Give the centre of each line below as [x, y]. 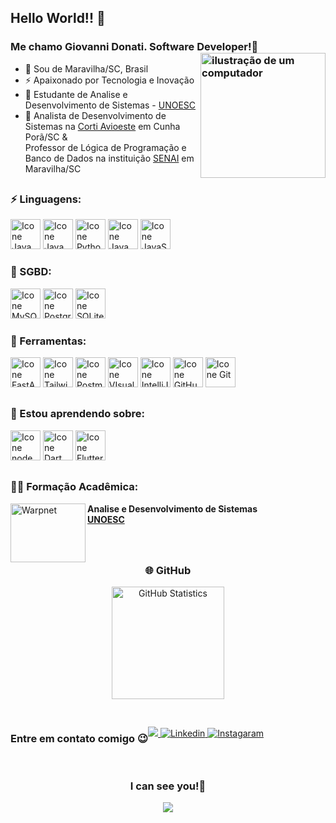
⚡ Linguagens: [46, 199]
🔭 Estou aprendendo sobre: [78, 414]
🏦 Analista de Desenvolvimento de [95, 115]
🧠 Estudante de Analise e [76, 94]
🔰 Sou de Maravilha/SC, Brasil [86, 68]
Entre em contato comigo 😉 [79, 738]
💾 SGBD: [31, 272]
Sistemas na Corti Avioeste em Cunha [102, 126]
